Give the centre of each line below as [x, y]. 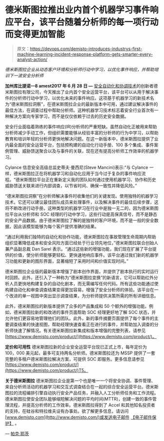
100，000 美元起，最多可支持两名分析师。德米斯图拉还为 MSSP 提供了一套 [80, 353]
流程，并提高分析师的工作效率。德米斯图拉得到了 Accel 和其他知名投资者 [82, 405]
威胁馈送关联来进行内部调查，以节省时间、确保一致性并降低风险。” [71, 185]
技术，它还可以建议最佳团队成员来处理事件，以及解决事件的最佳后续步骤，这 [82, 202]
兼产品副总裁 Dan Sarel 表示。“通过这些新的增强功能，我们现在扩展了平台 [79, 249]
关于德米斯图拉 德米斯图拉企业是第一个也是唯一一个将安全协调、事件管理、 [80, 381]
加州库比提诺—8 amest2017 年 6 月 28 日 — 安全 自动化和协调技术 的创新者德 [82, 86]
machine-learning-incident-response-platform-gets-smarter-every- [85, 54]
